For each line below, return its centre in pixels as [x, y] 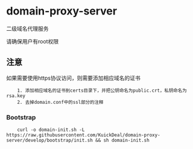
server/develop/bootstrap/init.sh [50, 141]
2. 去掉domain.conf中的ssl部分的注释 [60, 102]
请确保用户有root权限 [33, 41]
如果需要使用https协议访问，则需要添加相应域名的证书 [73, 78]
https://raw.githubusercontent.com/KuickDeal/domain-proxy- [84, 135]
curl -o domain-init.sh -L [51, 130]
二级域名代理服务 [27, 28]
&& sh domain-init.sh [122, 141]
